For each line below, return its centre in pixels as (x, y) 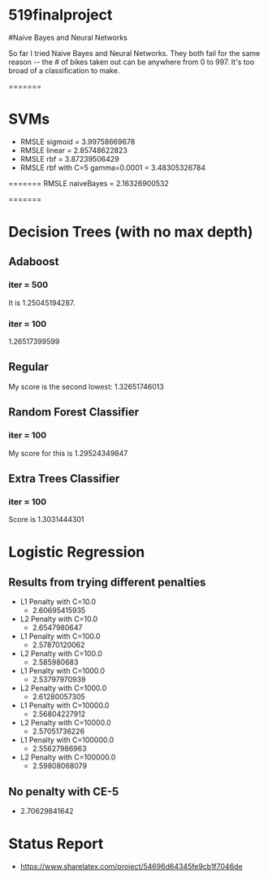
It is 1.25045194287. (42, 302)
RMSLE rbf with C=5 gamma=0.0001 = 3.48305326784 (112, 168)
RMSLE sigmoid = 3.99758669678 (78, 141)
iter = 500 (28, 285)
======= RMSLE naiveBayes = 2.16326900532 (89, 183)
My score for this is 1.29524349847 (68, 453)
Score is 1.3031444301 (46, 520)
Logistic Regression (77, 553)
